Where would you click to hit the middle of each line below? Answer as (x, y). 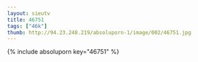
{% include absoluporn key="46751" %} (63, 52)
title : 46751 (26, 20)
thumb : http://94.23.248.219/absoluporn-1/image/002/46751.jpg (99, 32)
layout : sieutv (29, 13)
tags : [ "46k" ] (27, 26)
